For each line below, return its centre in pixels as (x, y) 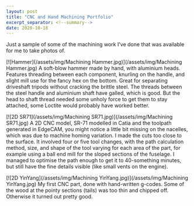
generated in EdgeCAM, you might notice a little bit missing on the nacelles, (97, 129)
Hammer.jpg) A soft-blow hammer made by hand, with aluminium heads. (93, 68)
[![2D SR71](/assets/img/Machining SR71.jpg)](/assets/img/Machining (89, 117)
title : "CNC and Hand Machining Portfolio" (60, 17)
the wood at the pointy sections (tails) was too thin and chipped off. (87, 190)
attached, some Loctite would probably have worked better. (78, 105)
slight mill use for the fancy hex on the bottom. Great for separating (87, 81)
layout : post (22, 11)
